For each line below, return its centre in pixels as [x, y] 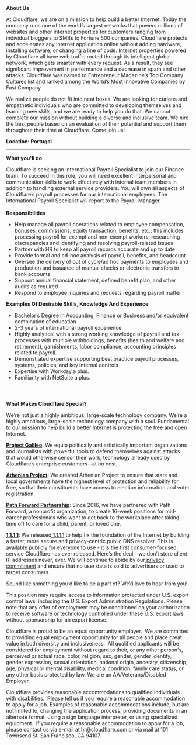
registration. [20, 494]
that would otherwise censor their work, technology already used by [88, 458]
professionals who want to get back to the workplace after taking [101, 518]
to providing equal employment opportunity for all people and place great [94, 637]
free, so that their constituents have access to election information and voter [98, 488]
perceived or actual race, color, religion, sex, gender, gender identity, [89, 656]
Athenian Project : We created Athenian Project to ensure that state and [92, 475]
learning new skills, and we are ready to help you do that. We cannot [88, 111]
